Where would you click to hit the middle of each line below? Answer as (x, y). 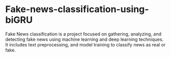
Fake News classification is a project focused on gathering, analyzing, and (83, 34)
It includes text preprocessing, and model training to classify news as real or (86, 44)
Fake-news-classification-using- (77, 9)
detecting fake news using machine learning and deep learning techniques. (84, 39)
